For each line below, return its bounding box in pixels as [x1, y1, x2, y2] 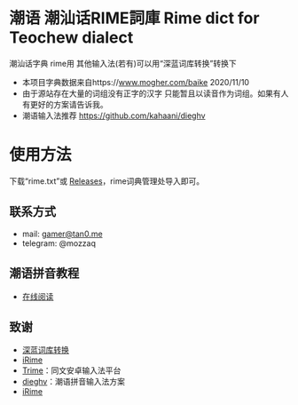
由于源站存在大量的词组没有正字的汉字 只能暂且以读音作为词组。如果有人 [21, 88, 289, 99]
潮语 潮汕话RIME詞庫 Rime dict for [9, 8, 260, 28]
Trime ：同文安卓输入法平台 [21, 365, 122, 376]
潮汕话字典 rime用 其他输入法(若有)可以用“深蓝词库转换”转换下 [9, 58, 237, 68]
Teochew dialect [9, 28, 134, 48]
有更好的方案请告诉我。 [21, 99, 108, 109]
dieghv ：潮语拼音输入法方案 [21, 377, 126, 387]
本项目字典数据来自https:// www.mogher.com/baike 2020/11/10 [21, 76, 250, 87]
